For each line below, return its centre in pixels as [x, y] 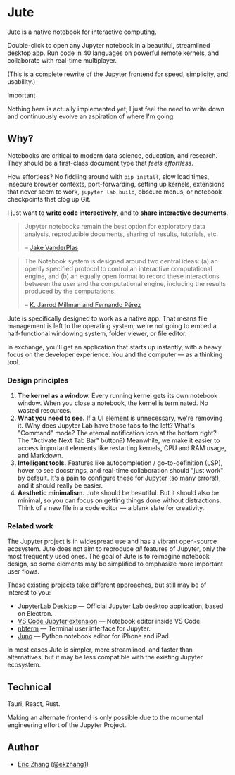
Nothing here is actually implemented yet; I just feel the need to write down [116, 108]
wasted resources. [44, 411]
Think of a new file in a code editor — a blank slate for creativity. [111, 508]
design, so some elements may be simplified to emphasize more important [115, 564]
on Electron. [35, 614]
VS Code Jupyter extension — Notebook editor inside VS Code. [109, 621]
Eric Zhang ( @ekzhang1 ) [53, 764]
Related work [31, 526]
